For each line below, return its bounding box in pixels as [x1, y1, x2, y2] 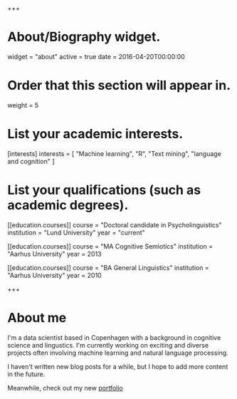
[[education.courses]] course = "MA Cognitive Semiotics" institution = [7, 242, 214, 250]
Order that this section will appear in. [7, 78, 231, 93]
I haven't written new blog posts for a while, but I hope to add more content [7, 362, 228, 370]
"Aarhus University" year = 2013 [7, 249, 102, 258]
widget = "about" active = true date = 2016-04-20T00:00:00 [7, 52, 185, 61]
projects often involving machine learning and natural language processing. [7, 348, 229, 357]
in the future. [7, 370, 46, 378]
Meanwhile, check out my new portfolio [7, 383, 123, 392]
